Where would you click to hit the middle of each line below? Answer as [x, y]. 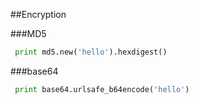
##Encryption [38, 14]
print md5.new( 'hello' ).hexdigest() [91, 52]
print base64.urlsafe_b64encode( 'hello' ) [102, 89]
